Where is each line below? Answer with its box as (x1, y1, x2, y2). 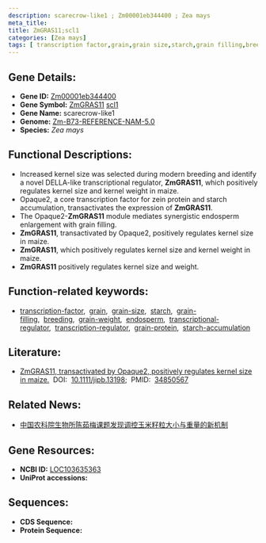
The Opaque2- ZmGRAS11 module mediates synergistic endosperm (19, 211, 240, 220)
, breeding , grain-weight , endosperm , (37, 314, 166, 323)
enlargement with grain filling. (19, 220, 117, 229)
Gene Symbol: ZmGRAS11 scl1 (19, 100, 119, 109)
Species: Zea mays (19, 124, 85, 135)
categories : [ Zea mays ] (8, 33, 87, 42)
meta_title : (8, 19, 47, 27)
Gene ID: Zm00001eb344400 (19, 91, 116, 101)
